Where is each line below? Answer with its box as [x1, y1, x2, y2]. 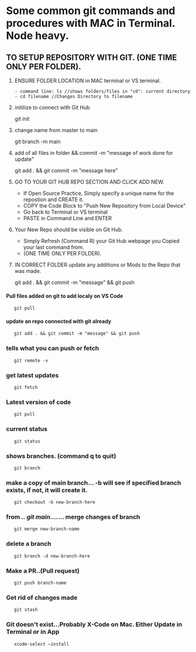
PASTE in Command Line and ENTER [23, 215, 112, 221]
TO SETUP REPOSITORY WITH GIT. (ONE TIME [6, 52, 177, 62]
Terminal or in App [6, 628, 60, 636]
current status [6, 425, 48, 433]
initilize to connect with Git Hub [14, 104, 90, 111]
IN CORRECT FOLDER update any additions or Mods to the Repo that [14, 261, 181, 268]
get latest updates [6, 371, 59, 379]
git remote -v [13, 357, 49, 363]
